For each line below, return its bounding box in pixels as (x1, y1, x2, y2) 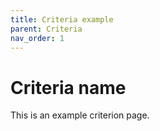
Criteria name (10, 76, 127, 99)
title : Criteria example (10, 14, 114, 25)
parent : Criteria (10, 24, 83, 34)
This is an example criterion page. (10, 109, 150, 121)
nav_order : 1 (10, 33, 65, 43)
